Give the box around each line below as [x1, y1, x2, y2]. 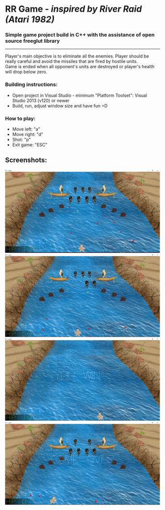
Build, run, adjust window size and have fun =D [12, 103, 108, 108]
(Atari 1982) [5, 14, 55, 25]
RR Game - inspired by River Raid [5, 3, 142, 15]
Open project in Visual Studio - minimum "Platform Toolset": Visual [12, 92, 147, 98]
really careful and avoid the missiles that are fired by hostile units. [5, 58, 138, 64]
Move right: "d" [12, 132, 43, 137]
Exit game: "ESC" [12, 142, 48, 148]
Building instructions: [5, 81, 58, 88]
